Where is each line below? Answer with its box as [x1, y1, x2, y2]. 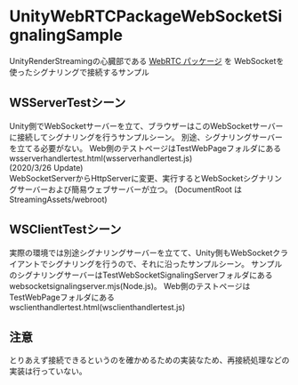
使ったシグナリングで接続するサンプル [9, 67, 149, 77]
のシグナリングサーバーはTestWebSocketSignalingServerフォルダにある [9, 269, 273, 280]
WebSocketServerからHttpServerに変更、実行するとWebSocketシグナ [9, 172, 267, 183]
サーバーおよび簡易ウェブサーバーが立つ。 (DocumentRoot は [16, 184, 243, 195]
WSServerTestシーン [9, 95, 126, 110]
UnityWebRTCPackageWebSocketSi [9, 6, 283, 27]
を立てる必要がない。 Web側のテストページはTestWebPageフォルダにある [9, 142, 282, 153]
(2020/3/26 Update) [9, 162, 84, 172]
